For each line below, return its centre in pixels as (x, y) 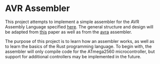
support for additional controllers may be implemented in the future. (73, 56)
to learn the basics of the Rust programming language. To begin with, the (79, 46)
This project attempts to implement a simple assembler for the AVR (72, 22)
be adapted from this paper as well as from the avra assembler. (69, 32)
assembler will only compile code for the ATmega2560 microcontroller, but (80, 51)
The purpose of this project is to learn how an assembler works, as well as (80, 41)
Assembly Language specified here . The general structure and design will (79, 26)
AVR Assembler (38, 8)
